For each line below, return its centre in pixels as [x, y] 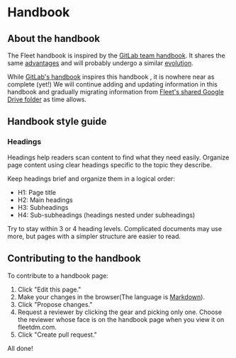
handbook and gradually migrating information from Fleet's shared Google [116, 92]
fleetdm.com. [37, 327]
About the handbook [54, 39]
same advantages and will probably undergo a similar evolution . [100, 63]
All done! [20, 348]
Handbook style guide [57, 122]
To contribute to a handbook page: [58, 275]
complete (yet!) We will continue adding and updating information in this [113, 84]
